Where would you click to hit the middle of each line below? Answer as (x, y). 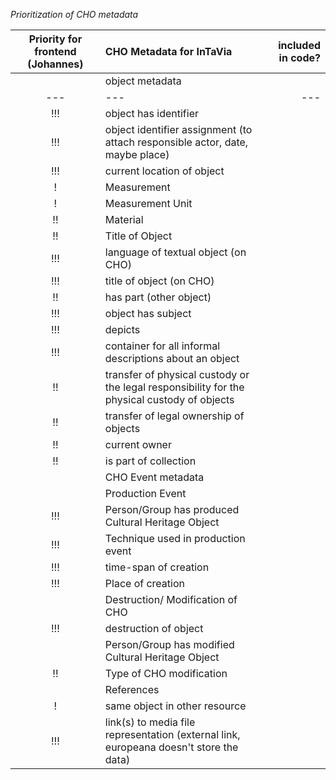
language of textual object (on (175, 252)
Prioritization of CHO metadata (74, 14)
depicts (122, 329)
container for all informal (162, 346)
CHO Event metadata (154, 477)
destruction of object (154, 628)
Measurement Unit (148, 203)
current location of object (164, 171)
